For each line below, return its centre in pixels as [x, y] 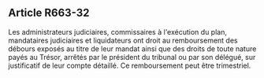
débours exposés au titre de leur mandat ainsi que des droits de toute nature [132, 48]
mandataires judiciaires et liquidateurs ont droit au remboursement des [123, 40]
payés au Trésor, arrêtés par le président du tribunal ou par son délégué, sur [132, 57]
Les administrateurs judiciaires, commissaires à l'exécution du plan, [117, 32]
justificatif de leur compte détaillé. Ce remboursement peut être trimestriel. [130, 65]
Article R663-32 [49, 13]
